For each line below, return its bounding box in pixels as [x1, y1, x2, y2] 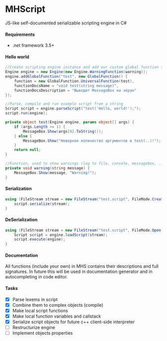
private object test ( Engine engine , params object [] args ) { [5, 120, 135, 125]
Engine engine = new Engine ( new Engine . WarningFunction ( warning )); [5, 70, 148, 75]
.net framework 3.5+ [12, 42, 55, 48]
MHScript [5, 3, 46, 15]
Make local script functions [12, 307, 68, 314]
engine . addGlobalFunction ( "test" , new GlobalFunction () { [5, 74, 128, 79]
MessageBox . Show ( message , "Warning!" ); [14, 170, 97, 175]
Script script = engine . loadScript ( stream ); [14, 232, 108, 237]
